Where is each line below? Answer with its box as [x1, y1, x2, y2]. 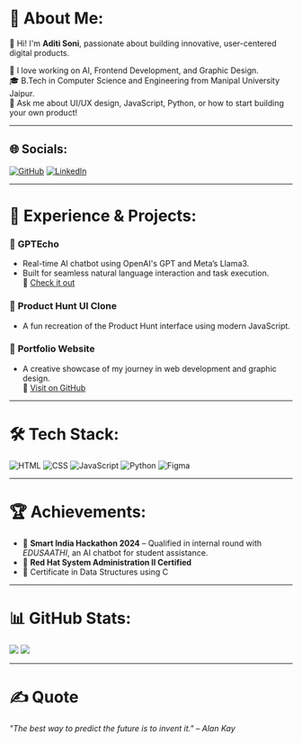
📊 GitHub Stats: [9, 608, 132, 629]
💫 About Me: [9, 8, 104, 29]
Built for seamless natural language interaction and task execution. [22, 267, 270, 278]
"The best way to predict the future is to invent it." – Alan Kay [9, 722, 235, 733]
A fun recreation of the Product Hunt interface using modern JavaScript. [22, 320, 290, 331]
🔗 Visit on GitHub [22, 382, 86, 393]
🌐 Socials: [9, 141, 68, 157]
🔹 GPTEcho [9, 238, 60, 250]
